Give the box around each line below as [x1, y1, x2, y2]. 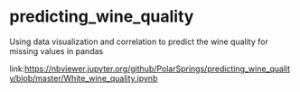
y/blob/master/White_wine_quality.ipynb [9, 72, 158, 83]
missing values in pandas [9, 45, 104, 56]
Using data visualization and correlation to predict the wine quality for [9, 36, 268, 47]
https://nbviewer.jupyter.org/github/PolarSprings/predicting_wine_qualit [23, 63, 291, 74]
